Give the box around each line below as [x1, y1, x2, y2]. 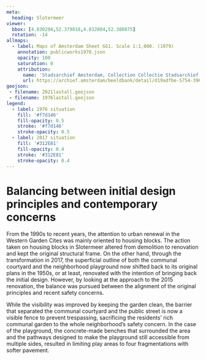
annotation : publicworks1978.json [17, 49, 105, 55]
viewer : [6, 20, 26, 26]
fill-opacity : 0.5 [17, 117, 64, 123]
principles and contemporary [6, 197, 158, 211]
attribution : [17, 66, 51, 72]
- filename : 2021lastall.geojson [9, 89, 95, 95]
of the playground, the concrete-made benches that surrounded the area [6, 327, 191, 335]
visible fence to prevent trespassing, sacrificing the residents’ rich [6, 314, 174, 321]
